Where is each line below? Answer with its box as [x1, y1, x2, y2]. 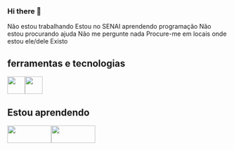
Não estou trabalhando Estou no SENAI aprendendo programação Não [7, 22, 212, 31]
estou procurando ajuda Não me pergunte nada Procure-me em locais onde [7, 29, 227, 38]
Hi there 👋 [7, 6, 42, 16]
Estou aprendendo [7, 107, 90, 118]
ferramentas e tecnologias [7, 57, 126, 69]
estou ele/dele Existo [7, 37, 68, 46]
